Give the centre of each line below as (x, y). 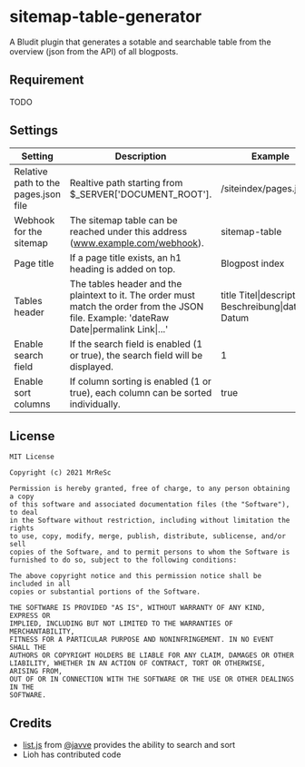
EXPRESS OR (30, 616)
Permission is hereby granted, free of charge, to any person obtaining (150, 489)
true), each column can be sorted (141, 392)
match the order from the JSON (137, 306)
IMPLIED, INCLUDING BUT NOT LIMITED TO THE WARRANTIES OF (121, 624)
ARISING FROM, (36, 672)
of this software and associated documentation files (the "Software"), (150, 505)
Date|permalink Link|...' (119, 329)
